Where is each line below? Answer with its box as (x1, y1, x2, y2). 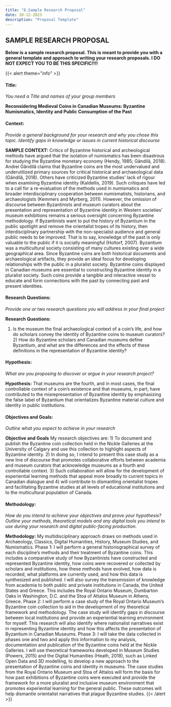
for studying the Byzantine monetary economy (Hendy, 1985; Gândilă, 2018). (5, 158, 166, 164)
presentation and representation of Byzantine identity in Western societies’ (5, 207, 163, 213)
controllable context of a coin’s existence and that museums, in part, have (5, 386, 160, 392)
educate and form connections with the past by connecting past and (5, 277, 150, 284)
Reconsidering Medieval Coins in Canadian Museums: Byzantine (5, 103, 145, 109)
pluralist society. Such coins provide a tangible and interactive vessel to (5, 272, 156, 278)
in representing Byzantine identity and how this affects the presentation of (5, 626, 161, 632)
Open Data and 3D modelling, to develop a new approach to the (5, 658, 139, 665)
